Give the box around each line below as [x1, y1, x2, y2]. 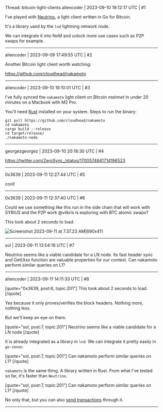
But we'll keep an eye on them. [5, 315, 66, 320]
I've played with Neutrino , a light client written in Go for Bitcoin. [5, 14, 131, 19]
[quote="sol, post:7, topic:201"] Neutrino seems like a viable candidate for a [5, 324, 156, 330]
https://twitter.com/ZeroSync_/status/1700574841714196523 [5, 158, 126, 163]
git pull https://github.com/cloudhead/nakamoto [5, 118, 105, 123]
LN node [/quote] [5, 329, 40, 335]
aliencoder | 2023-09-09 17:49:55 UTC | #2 [5, 52, 93, 58]
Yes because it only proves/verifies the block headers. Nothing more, [5, 300, 144, 306]
